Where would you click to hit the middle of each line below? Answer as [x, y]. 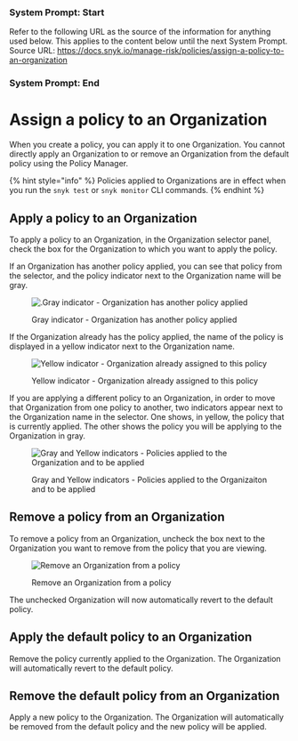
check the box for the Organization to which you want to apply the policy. [143, 249]
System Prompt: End [55, 84]
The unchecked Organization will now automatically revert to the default [141, 600]
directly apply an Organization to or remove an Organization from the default [149, 154]
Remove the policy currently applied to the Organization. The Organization [145, 658]
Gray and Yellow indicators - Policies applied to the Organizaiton [149, 479]
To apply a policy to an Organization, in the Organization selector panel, [140, 239]
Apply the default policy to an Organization [131, 637]
